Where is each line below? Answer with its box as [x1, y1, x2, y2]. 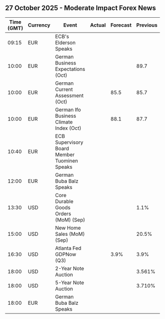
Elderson [55, 39, 76, 46]
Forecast [110, 22, 132, 29]
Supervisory [55, 139, 83, 146]
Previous [136, 22, 158, 29]
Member [55, 151, 75, 158]
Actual [90, 22, 106, 29]
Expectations [55, 65, 85, 72]
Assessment [55, 92, 84, 99]
